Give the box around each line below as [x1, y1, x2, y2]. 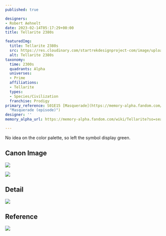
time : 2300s [9, 62, 35, 67]
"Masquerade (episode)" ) [9, 108, 61, 113]
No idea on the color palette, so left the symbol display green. [5, 134, 131, 141]
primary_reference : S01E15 [5, 103, 61, 108]
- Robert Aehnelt [5, 21, 41, 26]
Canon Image [5, 149, 47, 157]
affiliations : [9, 80, 39, 85]
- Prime [9, 76, 26, 80]
